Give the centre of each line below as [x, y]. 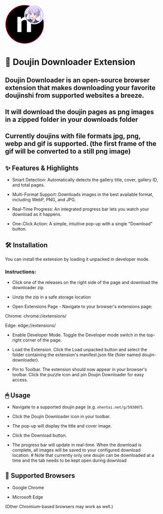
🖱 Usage [18, 395]
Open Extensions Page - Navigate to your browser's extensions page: [82, 307]
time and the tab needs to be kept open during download [69, 460]
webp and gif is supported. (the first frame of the [81, 144]
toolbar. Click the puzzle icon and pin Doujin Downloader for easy [78, 375]
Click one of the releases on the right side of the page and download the [85, 282]
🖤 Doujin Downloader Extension [70, 62]
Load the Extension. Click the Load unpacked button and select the [80, 350]
